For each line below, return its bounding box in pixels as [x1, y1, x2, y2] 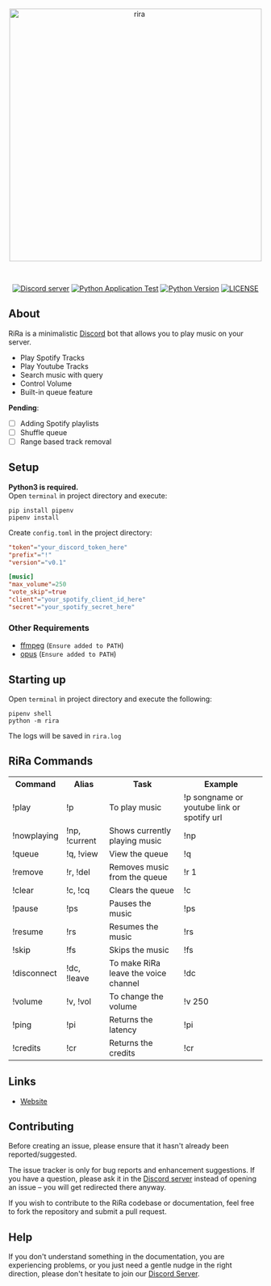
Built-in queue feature [19, 387, 93, 396]
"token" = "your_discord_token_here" [8, 543, 128, 552]
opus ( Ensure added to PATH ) [19, 649, 117, 659]
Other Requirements [8, 622, 90, 633]
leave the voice [108, 967, 167, 979]
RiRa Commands [8, 755, 94, 768]
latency [108, 1024, 137, 1035]
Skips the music [108, 944, 169, 955]
